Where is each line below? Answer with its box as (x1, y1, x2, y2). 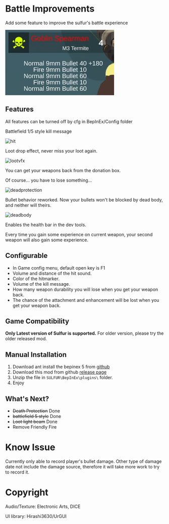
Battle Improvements (5, 3, 95, 15)
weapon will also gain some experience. (5, 237, 88, 243)
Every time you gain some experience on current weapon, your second (5, 231, 153, 237)
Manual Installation (5, 350, 67, 359)
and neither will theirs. (5, 202, 51, 208)
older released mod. (5, 336, 47, 342)
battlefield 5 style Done (12, 413, 62, 419)
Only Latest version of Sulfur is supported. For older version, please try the (5, 330, 164, 336)
